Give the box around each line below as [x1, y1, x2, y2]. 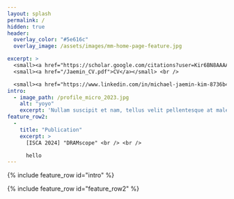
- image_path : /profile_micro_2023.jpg [13, 94, 130, 101]
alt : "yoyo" [19, 101, 54, 108]
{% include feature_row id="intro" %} [7, 171, 115, 179]
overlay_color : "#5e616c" [13, 36, 89, 43]
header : [7, 29, 30, 37]
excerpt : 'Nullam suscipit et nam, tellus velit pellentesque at [19, 107, 214, 114]
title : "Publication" [19, 126, 82, 133]
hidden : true [7, 23, 45, 30]
